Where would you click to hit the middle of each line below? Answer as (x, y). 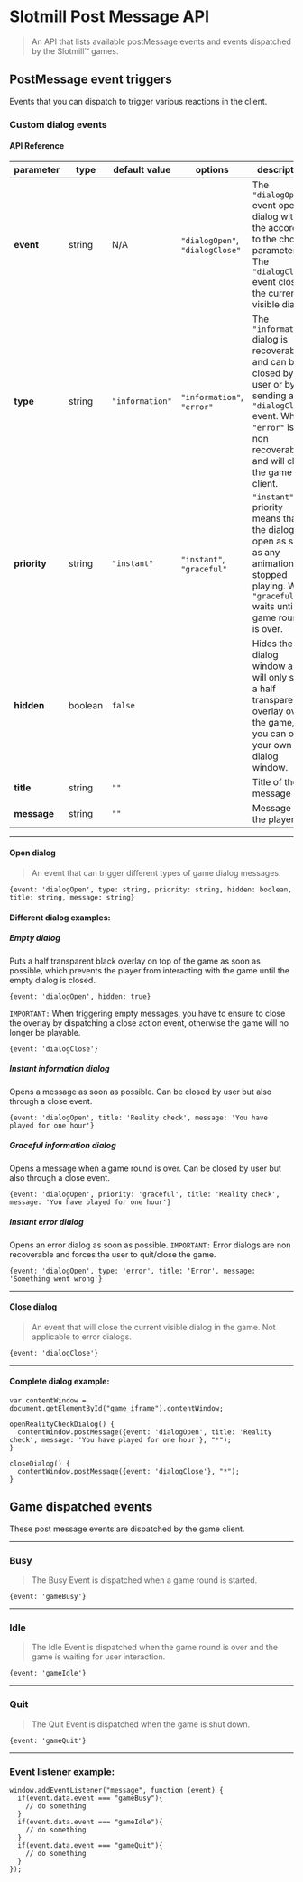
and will (269, 461)
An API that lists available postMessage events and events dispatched (161, 41)
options (212, 169)
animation (273, 563)
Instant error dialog (46, 1222)
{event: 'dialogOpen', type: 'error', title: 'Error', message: (133, 1271)
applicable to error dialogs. (82, 1337)
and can (269, 361)
